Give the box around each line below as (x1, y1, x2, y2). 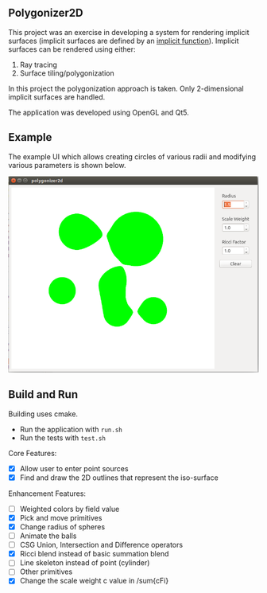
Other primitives (19, 567, 73, 576)
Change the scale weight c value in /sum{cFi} (19, 576, 169, 586)
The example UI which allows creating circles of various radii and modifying (8, 151, 257, 162)
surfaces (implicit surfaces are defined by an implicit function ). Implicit (8, 36, 240, 45)
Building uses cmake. (8, 409, 78, 419)
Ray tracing (19, 60, 58, 69)
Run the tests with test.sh (19, 433, 106, 443)
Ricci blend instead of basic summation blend (19, 549, 169, 559)
